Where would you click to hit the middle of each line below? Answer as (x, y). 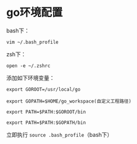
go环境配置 (35, 13)
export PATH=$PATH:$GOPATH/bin (46, 123)
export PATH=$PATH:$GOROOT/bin (46, 112)
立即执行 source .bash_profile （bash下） (60, 134)
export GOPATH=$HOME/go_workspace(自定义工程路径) (69, 101)
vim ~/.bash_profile (33, 42)
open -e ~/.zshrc (28, 66)
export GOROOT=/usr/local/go (43, 89)
